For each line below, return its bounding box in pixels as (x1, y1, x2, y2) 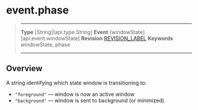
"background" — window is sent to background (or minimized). (14, 96, 166, 104)
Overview (6, 64, 43, 74)
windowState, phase (20, 41, 71, 48)
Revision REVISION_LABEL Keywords (81, 35, 173, 42)
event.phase (6, 4, 69, 17)
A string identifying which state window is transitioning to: (6, 79, 147, 86)
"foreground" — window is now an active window (14, 91, 135, 98)
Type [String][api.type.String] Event (20, 28, 108, 35)
